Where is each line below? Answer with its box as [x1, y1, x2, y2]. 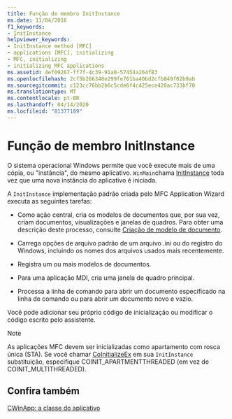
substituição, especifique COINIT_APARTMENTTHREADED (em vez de [7, 357, 210, 366]
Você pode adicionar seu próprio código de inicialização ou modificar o [7, 308, 213, 316]
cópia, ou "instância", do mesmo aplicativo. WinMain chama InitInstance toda [7, 169, 225, 177]
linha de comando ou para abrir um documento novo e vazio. [17, 294, 194, 303]
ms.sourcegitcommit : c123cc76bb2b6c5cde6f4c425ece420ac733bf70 [7, 82, 196, 89]
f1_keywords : [7, 23, 45, 30]
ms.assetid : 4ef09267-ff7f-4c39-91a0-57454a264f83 [7, 69, 158, 76]
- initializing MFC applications [7, 62, 105, 69]
